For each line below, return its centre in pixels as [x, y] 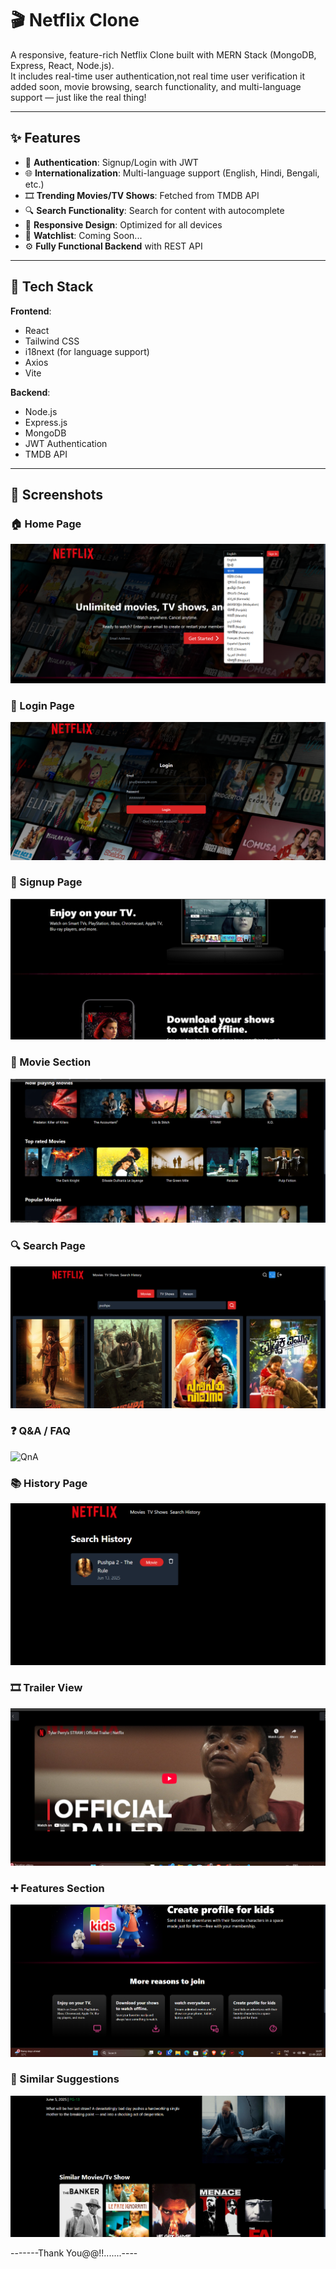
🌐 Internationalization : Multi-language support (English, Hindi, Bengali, [172, 173]
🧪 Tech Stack [52, 287]
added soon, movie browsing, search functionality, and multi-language [156, 86]
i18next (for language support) [87, 351]
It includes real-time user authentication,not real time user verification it [158, 76]
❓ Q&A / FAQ [40, 1431]
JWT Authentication [66, 443]
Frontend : [31, 311]
